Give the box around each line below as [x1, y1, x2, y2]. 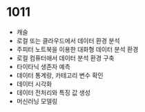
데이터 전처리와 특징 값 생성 [16, 88, 91, 97]
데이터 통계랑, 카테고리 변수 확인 [16, 71, 104, 80]
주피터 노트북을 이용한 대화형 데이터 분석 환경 [16, 45, 139, 53]
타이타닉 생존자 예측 [16, 62, 70, 71]
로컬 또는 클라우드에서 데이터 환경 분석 [16, 36, 120, 45]
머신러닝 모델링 [16, 97, 58, 105]
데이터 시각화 [16, 80, 52, 88]
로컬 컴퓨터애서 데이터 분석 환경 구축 [16, 53, 115, 62]
